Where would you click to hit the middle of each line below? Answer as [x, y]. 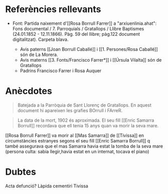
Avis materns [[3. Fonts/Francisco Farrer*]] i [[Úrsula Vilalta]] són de [91, 60]
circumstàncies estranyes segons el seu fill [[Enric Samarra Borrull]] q [78, 140]
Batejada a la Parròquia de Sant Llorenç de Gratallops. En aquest [85, 105]
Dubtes [21, 172]
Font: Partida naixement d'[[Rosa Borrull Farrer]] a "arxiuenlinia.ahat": [85, 23]
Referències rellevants [53, 9]
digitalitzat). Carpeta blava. [40, 39]
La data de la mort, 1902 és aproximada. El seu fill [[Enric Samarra [86, 120]
